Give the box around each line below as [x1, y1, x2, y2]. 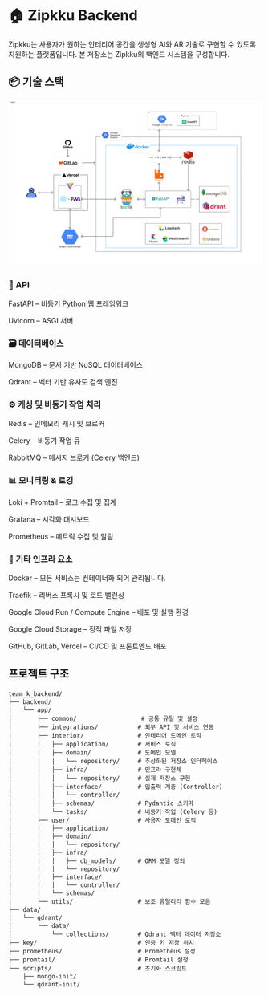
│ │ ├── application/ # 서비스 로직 [8, 740, 177, 748]
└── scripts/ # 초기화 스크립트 [8, 964, 187, 972]
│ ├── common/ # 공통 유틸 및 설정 [8, 714, 198, 722]
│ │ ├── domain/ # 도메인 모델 [8, 748, 177, 757]
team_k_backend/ [8, 689, 63, 698]
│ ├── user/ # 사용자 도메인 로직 [8, 816, 197, 824]
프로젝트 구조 [8, 667, 70, 681]
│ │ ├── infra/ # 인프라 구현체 [8, 766, 182, 774]
